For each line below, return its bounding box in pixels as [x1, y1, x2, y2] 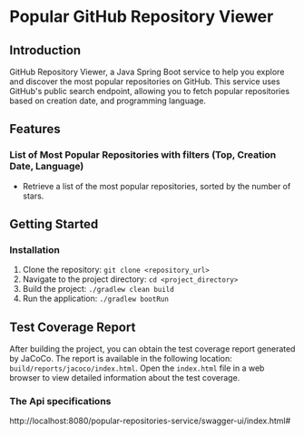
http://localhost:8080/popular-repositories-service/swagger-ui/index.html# [9, 415, 291, 427]
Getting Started [9, 217, 99, 232]
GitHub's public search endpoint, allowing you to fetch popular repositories [9, 86, 290, 96]
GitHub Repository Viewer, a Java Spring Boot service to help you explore [9, 66, 285, 77]
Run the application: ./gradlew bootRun [22, 293, 170, 304]
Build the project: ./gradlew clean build [22, 284, 174, 295]
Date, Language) [9, 160, 84, 173]
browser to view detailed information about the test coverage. [9, 372, 240, 383]
